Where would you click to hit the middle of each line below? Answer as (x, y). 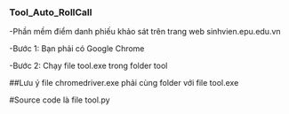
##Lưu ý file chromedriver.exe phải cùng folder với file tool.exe (124, 83)
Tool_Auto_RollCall (51, 12)
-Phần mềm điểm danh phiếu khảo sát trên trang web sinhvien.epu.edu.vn (145, 32)
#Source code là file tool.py (60, 100)
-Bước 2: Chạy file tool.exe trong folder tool (88, 66)
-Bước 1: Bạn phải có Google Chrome (77, 49)
